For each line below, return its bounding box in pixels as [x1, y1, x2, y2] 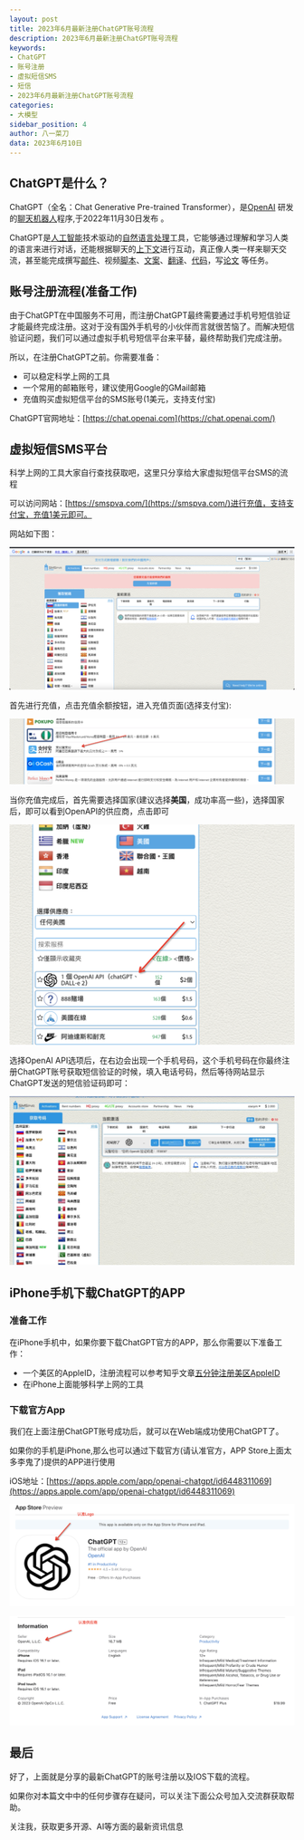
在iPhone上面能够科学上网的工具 [22, 1378, 145, 1390]
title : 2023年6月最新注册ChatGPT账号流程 [9, 24, 154, 34]
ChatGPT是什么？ [9, 176, 109, 191]
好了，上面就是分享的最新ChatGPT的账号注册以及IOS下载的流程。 [9, 1771, 255, 1782]
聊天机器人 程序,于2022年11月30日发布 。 [17, 213, 169, 224]
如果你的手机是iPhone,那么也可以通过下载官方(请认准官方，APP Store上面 [9, 1445, 285, 1456]
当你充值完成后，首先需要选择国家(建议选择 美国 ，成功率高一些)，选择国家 [9, 795, 285, 805]
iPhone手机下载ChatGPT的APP [9, 1285, 185, 1300]
